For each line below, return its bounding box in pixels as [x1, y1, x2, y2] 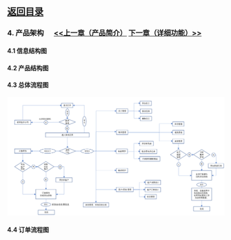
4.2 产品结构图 [7, 63, 49, 72]
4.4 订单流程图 [7, 226, 50, 234]
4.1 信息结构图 [7, 46, 47, 54]
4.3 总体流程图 [7, 81, 49, 89]
